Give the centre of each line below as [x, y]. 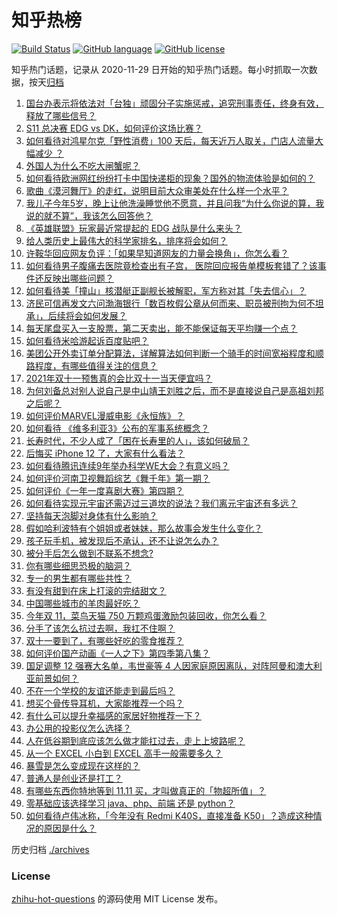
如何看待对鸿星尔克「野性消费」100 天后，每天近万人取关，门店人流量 [170, 140]
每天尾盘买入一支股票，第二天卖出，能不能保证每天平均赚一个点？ [161, 328]
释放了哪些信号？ [61, 115]
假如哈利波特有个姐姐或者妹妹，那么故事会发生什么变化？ [144, 528]
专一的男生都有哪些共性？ [78, 578]
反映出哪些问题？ [78, 278]
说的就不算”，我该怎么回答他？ [89, 215]
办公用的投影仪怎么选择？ [78, 728]
